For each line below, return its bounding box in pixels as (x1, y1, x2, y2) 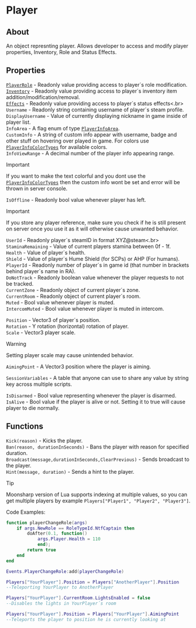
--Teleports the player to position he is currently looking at (6, 616, 166, 622)
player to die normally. (6, 404, 60, 411)
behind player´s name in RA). (6, 267, 76, 274)
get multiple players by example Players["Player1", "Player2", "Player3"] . (6, 497, 191, 504)
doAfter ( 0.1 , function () (27, 531, 88, 537)
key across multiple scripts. (6, 381, 72, 388)
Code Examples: (6, 508, 46, 515)
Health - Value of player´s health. (6, 249, 86, 256)
